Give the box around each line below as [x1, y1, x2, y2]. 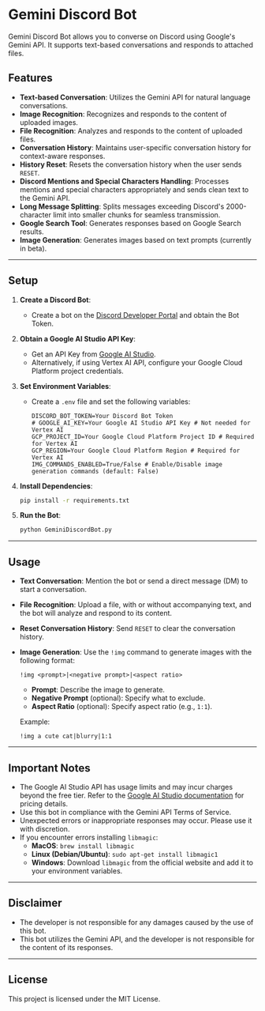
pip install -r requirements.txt [19, 496, 130, 504]
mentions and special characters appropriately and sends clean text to [19, 184, 249, 194]
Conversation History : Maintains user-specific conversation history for [19, 142, 252, 152]
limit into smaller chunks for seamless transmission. [52, 209, 221, 219]
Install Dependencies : [19, 481, 93, 491]
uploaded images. [19, 117, 79, 127]
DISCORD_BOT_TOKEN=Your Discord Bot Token [31, 412, 174, 420]
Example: [19, 717, 50, 726]
